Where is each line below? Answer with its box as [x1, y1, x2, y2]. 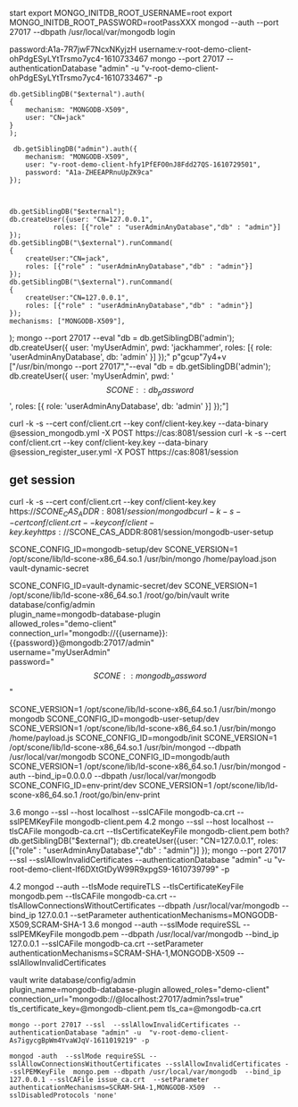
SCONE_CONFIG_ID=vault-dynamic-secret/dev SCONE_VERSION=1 [9, 581, 257, 592]
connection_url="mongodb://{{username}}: [9, 628, 168, 639]
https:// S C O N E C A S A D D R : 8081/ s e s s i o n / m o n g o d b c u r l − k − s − [9, 506, 242, 518]
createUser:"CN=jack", [25, 254, 110, 263]
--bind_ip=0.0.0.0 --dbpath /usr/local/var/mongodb [27, 771, 217, 781]
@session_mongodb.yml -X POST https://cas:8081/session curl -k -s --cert [9, 427, 287, 438]
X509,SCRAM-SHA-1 [9, 919, 87, 930]
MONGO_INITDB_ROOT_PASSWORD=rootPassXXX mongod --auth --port [9, 17, 279, 28]
